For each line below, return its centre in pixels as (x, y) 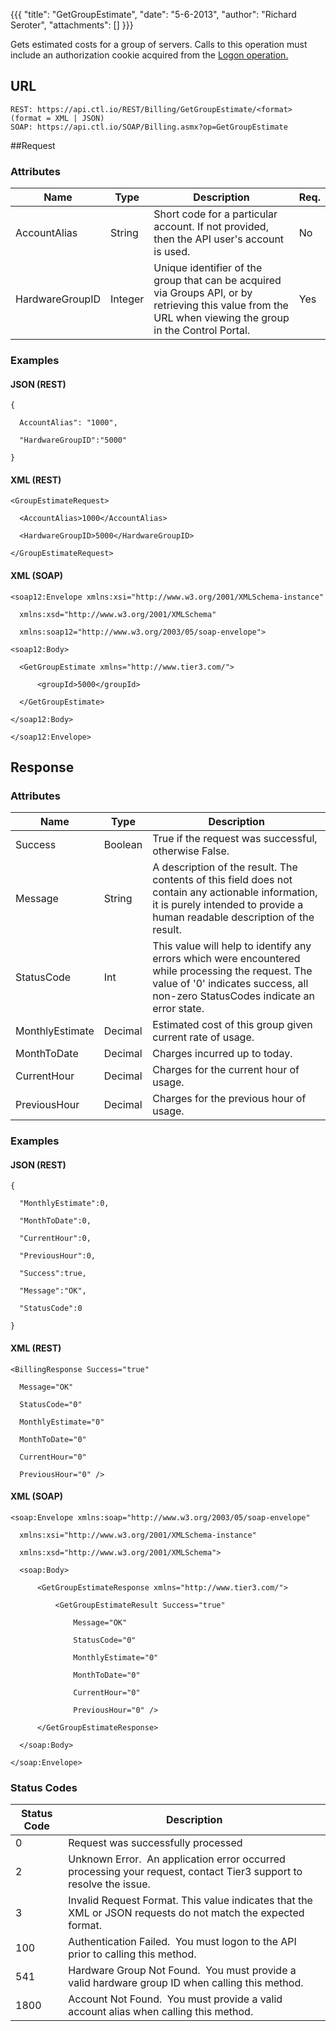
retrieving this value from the (221, 306)
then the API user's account (219, 239)
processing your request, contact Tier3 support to (185, 1872)
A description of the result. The (225, 867)
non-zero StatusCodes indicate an (233, 996)
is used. (172, 252)
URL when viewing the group (221, 318)
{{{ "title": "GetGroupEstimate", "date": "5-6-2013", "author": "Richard (153, 14)
